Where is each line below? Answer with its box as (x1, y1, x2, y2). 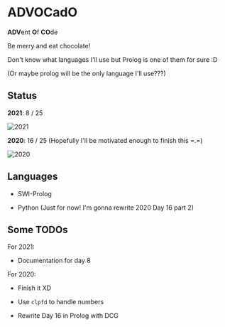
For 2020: (7, 270, 37, 279)
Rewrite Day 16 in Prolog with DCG (17, 311, 119, 320)
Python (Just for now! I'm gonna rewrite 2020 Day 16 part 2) (17, 203, 194, 212)
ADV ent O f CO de (7, 28, 58, 36)
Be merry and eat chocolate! (7, 41, 91, 50)
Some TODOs (7, 223, 68, 235)
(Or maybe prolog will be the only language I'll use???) (7, 69, 167, 77)
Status (7, 90, 38, 102)
